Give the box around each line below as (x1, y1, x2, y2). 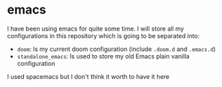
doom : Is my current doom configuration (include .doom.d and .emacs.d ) (16, 45, 216, 53)
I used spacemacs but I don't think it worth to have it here (7, 72, 170, 80)
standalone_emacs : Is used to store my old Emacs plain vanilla (16, 52, 190, 60)
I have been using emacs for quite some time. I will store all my (7, 24, 184, 33)
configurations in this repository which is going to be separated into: (7, 31, 200, 39)
